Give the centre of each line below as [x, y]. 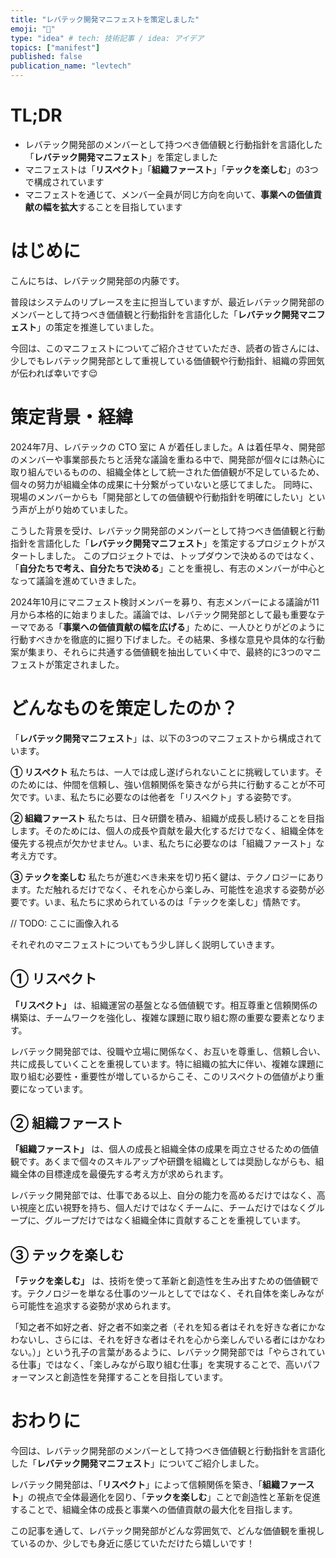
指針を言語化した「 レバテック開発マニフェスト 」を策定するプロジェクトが [163, 543]
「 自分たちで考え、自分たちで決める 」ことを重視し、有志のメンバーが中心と [168, 568]
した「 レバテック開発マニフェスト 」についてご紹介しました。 [137, 1463]
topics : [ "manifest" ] [55, 47]
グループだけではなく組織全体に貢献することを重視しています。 [175, 1220]
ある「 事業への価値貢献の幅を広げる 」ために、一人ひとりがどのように [181, 627]
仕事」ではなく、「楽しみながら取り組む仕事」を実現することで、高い [161, 1365]
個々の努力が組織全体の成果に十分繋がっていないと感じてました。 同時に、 [164, 484]
